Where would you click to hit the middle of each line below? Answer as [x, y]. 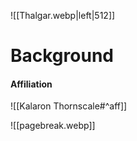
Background [62, 56]
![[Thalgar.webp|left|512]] [63, 15]
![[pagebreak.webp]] [53, 126]
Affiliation [31, 84]
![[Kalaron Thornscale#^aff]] [69, 106]
